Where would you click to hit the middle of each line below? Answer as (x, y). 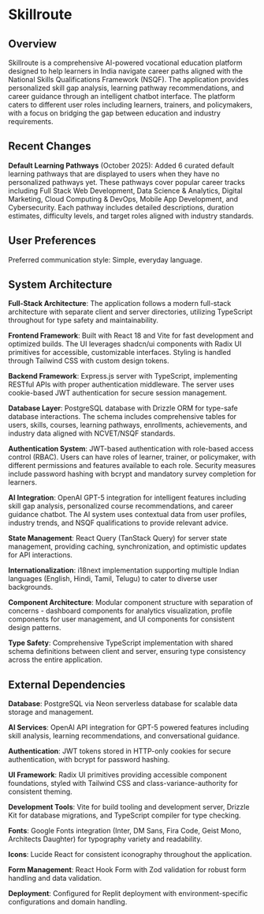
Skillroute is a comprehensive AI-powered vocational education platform (125, 62)
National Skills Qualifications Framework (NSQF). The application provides (128, 79)
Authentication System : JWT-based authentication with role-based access (131, 449)
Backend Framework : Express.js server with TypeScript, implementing (123, 376)
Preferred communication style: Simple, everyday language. (105, 259)
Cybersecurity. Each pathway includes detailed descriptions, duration (121, 207)
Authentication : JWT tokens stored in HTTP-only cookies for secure (119, 751)
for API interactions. (41, 555)
